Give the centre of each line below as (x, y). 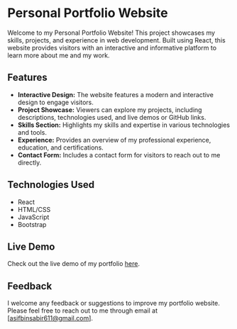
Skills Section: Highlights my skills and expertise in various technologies (124, 125)
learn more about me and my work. (59, 55)
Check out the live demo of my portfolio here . (74, 264)
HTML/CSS (34, 209)
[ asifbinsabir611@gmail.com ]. (50, 318)
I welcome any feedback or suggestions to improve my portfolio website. (114, 303)
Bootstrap (32, 224)
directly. (29, 162)
